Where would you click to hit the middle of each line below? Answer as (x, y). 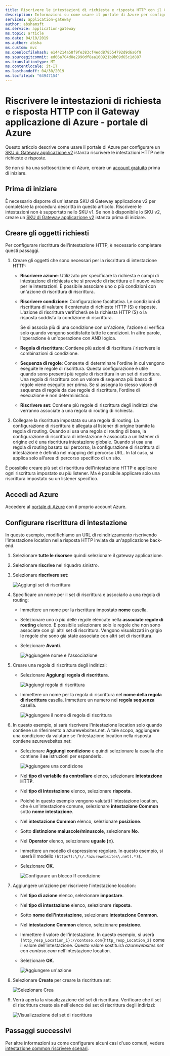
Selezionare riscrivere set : (40, 575)
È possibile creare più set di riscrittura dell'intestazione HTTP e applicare (81, 468)
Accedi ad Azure (32, 495)
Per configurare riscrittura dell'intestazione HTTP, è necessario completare (83, 245)
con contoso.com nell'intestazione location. (66, 951)
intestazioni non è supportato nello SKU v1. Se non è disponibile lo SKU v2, (83, 212)
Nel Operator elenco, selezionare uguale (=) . (67, 841)
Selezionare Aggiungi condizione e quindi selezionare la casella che (92, 751)
